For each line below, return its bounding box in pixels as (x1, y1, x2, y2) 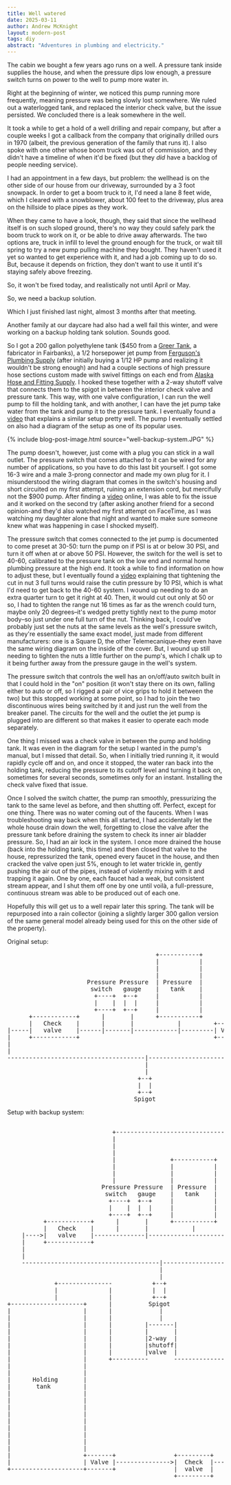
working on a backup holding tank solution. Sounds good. (7, 328, 170, 336)
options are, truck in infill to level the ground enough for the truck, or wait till (7, 239, 223, 246)
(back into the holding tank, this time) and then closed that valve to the (7, 845, 208, 853)
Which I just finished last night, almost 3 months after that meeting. (7, 307, 197, 316)
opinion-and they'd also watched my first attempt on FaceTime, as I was (7, 507, 212, 515)
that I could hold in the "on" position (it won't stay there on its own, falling (7, 680, 215, 687)
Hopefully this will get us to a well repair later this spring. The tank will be (7, 902, 214, 910)
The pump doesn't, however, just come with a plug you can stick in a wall (7, 448, 214, 456)
